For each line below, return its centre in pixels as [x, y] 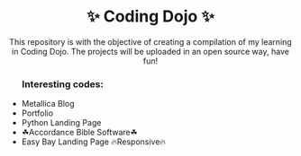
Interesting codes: [63, 84]
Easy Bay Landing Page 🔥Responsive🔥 [93, 142]
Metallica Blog [48, 104]
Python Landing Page [61, 123]
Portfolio [37, 113]
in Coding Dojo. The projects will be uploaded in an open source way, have [150, 51]
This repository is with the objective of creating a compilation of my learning [150, 41]
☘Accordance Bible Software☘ [79, 133]
